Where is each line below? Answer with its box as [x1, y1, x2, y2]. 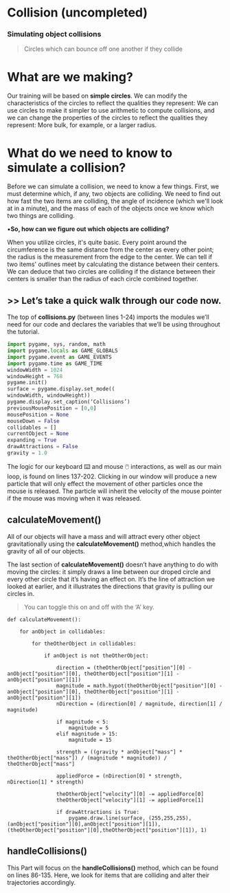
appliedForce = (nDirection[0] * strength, [56, 772, 183, 780]
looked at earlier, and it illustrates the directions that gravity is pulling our [7, 582, 213, 591]
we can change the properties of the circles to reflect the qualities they [7, 113, 208, 122]
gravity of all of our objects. [7, 547, 86, 555]
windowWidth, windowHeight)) [7, 392, 91, 399]
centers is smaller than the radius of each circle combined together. [7, 275, 199, 283]
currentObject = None [7, 430, 69, 437]
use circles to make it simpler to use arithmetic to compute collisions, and [7, 107, 215, 115]
